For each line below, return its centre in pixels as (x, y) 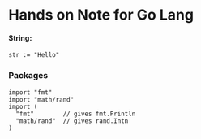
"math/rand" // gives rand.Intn (72, 121)
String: (20, 37)
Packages (28, 76)
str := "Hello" (34, 55)
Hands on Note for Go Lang (101, 15)
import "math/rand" (41, 99)
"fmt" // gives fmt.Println (76, 114)
